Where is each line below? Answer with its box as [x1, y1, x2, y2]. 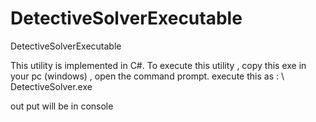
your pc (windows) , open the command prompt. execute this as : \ [10, 70, 285, 82]
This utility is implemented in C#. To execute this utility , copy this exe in [10, 59, 307, 71]
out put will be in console [10, 100, 114, 112]
